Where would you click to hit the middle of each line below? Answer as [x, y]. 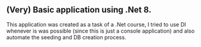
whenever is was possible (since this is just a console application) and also [100, 31]
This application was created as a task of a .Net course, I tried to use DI [96, 24]
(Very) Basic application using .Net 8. [79, 10]
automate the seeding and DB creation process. [66, 37]
